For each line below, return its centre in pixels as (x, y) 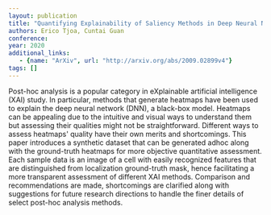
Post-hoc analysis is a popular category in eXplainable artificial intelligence (133, 91)
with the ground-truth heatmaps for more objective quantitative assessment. (135, 151)
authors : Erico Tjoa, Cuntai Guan (67, 31)
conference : (28, 38)
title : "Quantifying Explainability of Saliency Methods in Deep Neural (133, 23)
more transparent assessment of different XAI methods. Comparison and (129, 176)
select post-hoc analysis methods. (66, 202)
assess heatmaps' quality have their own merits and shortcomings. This (127, 134)
